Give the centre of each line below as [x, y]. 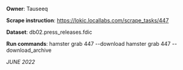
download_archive [29, 50]
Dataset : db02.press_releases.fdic [49, 32]
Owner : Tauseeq [27, 9]
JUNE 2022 [21, 62]
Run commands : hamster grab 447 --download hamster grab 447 [88, 44]
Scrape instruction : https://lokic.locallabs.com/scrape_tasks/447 [88, 20]
